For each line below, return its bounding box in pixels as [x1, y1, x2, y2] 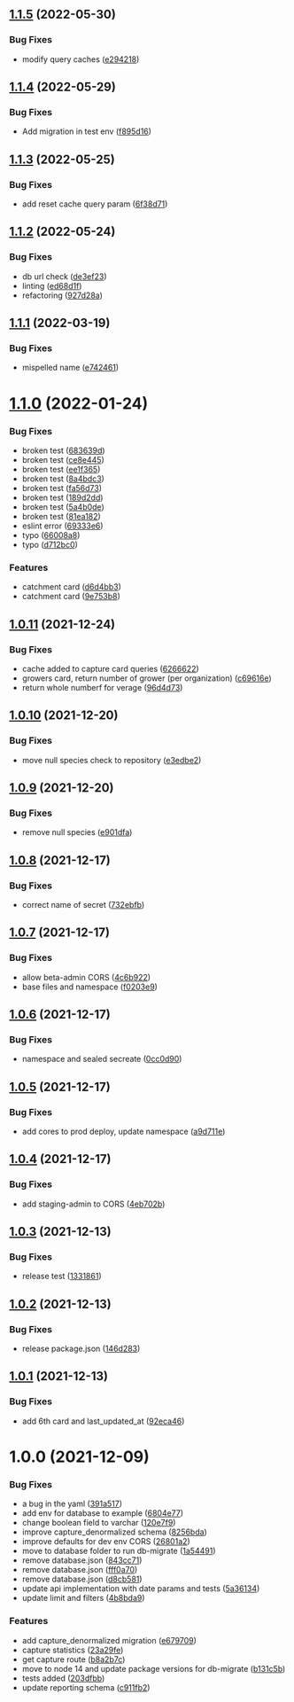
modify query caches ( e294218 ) [21, 53, 140, 65]
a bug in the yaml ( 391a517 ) [21, 1498, 122, 1510]
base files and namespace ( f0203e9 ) [21, 981, 158, 992]
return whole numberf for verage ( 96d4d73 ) [21, 682, 183, 692]
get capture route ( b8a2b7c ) [21, 1653, 126, 1665]
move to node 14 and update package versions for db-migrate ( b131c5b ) [21, 1663, 286, 1674]
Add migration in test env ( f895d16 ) [21, 126, 152, 137]
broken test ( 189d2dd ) [21, 492, 104, 503]
